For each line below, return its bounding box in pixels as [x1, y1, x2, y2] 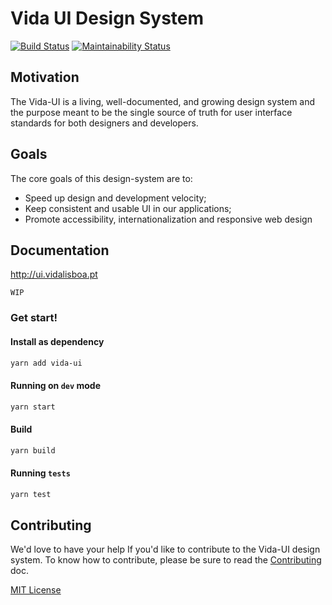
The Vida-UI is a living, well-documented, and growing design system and [10, 95, 316, 107]
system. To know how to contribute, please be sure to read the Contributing [10, 554, 322, 566]
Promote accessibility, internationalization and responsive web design [24, 213, 313, 225]
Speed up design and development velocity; [24, 192, 207, 204]
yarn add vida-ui [10, 358, 83, 368]
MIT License [10, 584, 62, 596]
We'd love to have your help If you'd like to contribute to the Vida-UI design [10, 543, 321, 556]
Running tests [10, 467, 71, 479]
